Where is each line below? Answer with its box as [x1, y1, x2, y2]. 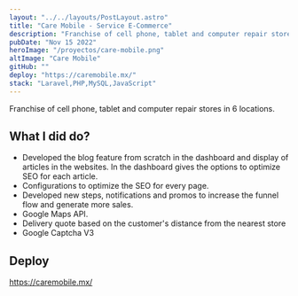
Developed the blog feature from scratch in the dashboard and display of [21, 152, 289, 163]
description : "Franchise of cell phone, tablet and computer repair [9, 29, 268, 38]
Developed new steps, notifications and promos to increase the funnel [21, 190, 279, 200]
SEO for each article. [21, 171, 98, 182]
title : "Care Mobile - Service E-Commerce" [9, 21, 173, 30]
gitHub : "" [9, 63, 50, 72]
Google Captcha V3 [21, 228, 95, 238]
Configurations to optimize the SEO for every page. [21, 181, 209, 191]
